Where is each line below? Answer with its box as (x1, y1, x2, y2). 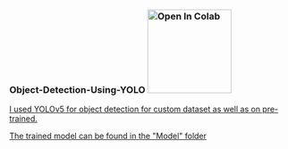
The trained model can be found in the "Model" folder (9, 130, 208, 142)
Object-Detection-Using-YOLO (9, 83, 146, 95)
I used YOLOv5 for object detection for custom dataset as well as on (9, 103, 261, 115)
